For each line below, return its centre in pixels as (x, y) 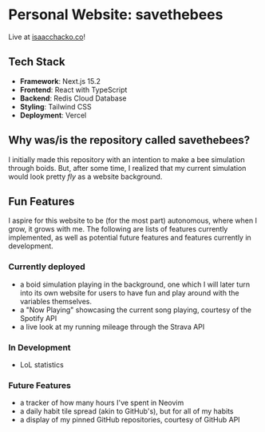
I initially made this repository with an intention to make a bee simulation (127, 159)
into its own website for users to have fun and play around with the (129, 292)
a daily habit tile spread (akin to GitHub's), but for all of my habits (127, 411)
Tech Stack (37, 62)
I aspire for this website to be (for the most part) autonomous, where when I (133, 220)
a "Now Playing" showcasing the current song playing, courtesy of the (135, 310)
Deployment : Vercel (53, 115)
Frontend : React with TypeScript (73, 89)
